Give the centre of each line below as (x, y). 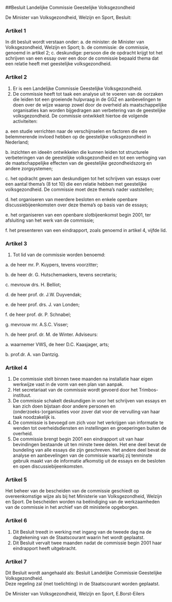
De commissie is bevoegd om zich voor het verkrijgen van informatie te (88, 423)
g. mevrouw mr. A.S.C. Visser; (37, 324)
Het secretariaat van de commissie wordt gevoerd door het (75, 390)
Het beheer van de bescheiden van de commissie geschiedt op (72, 491)
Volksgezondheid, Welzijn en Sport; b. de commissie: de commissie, (78, 47)
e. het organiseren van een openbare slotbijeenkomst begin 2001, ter (78, 215)
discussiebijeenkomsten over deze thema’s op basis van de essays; (77, 205)
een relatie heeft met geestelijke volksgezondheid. (59, 64)
